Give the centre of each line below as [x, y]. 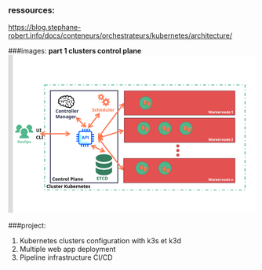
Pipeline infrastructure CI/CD [66, 257]
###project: [27, 226]
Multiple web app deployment [67, 250]
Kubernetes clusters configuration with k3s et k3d [100, 241]
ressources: [31, 10]
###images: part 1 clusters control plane [75, 51]
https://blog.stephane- [45, 28]
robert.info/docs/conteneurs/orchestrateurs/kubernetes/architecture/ [120, 35]
